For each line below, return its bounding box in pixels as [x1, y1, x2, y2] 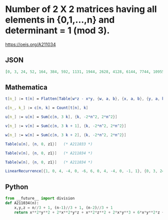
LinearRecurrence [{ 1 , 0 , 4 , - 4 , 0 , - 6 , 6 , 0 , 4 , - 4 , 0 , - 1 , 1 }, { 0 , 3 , [5, 169, 158, 174]
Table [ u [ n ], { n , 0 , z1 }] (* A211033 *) [5, 141, 93, 146]
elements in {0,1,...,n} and [5, 14, 115, 26]
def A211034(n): [5, 200, 39, 205]
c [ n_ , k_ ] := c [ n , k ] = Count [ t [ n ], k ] [5, 105, 88, 111]
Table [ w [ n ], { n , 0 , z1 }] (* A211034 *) [5, 159, 93, 165]
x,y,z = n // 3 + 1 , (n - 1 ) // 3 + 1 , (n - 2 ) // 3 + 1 [14, 205, 113, 210]
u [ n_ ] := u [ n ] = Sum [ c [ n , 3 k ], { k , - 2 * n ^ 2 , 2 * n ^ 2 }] [5, 114, 117, 120]
